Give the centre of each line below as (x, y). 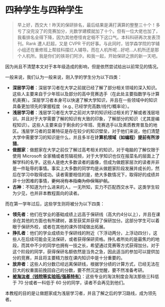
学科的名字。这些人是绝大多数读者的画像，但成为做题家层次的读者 (84, 162)
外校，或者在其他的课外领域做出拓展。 (68, 227)
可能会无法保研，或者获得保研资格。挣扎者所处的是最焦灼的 (95, 239)
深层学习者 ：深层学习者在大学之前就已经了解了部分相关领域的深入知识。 (86, 87)
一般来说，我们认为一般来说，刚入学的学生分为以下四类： (63, 77)
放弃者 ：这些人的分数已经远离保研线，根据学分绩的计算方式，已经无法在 (86, 264)
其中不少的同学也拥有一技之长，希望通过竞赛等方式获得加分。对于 (92, 245)
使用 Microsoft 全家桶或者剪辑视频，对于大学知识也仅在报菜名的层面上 (84, 156)
